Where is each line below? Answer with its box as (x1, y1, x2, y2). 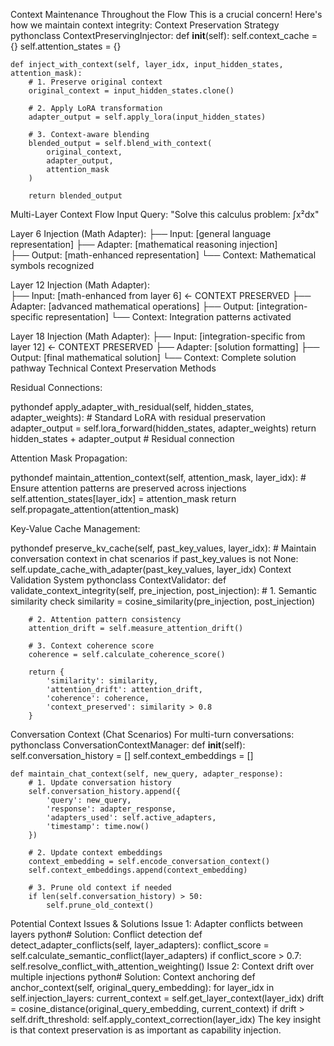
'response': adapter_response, (46, 804, 177, 814)
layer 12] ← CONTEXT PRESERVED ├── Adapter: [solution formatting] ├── (10, 341, 320, 353)
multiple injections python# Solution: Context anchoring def (10, 971, 256, 983)
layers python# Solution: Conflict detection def (10, 929, 203, 940)
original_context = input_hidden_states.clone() (28, 86, 235, 96)
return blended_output (28, 191, 123, 201)
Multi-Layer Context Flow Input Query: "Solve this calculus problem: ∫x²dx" (10, 209, 320, 220)
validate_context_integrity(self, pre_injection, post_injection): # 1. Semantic (10, 585, 318, 596)
